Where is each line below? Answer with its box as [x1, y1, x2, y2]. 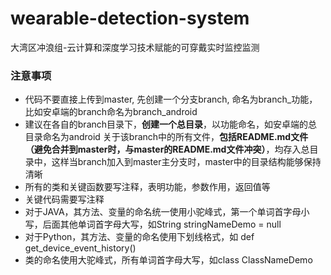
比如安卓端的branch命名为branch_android [24, 106, 198, 118]
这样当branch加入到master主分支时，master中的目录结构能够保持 [51, 156, 322, 168]
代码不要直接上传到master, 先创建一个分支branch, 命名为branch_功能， [24, 93, 318, 106]
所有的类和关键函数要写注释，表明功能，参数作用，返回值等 [24, 181, 271, 193]
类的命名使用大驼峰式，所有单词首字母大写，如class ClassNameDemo [24, 254, 313, 266]
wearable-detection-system [10, 7, 250, 30]
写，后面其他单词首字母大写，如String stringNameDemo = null [24, 218, 282, 231]
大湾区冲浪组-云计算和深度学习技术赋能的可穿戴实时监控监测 [10, 41, 260, 53]
